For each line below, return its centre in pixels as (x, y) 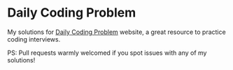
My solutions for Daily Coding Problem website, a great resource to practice (116, 32)
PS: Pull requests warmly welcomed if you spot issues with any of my (107, 53)
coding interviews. (34, 39)
